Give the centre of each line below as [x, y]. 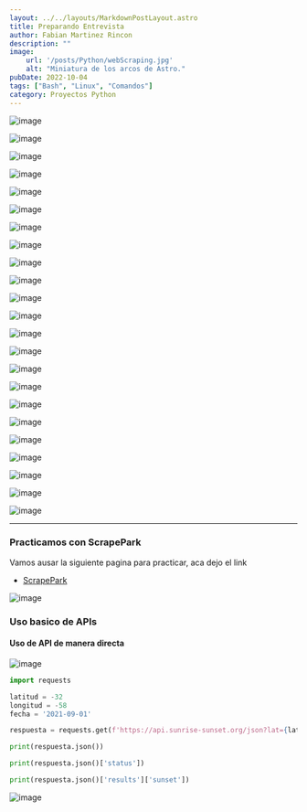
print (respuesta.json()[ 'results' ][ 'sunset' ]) [100, 780]
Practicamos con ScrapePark [75, 542]
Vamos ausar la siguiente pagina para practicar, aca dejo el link [128, 562]
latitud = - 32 [37, 697]
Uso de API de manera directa [67, 643]
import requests [40, 680]
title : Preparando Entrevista [67, 27]
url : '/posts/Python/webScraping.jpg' [100, 60]
